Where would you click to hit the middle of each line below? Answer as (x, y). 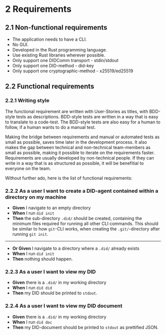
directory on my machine (36, 197)
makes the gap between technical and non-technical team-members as (78, 147)
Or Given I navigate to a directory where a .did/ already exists (76, 248)
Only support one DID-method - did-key (53, 66)
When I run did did (32, 288)
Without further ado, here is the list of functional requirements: (69, 178)
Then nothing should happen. (42, 259)
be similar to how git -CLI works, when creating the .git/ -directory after (86, 228)
